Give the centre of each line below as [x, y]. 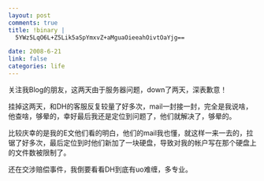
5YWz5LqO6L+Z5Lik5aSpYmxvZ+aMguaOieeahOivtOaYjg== [100, 37]
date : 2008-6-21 [35, 52]
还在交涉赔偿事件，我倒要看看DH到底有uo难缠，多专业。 [100, 169]
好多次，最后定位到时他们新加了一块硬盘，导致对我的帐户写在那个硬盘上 [139, 142]
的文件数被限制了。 [39, 152]
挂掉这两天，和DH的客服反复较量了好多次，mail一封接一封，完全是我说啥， [130, 106]
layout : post [30, 15]
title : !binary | [37, 30]
